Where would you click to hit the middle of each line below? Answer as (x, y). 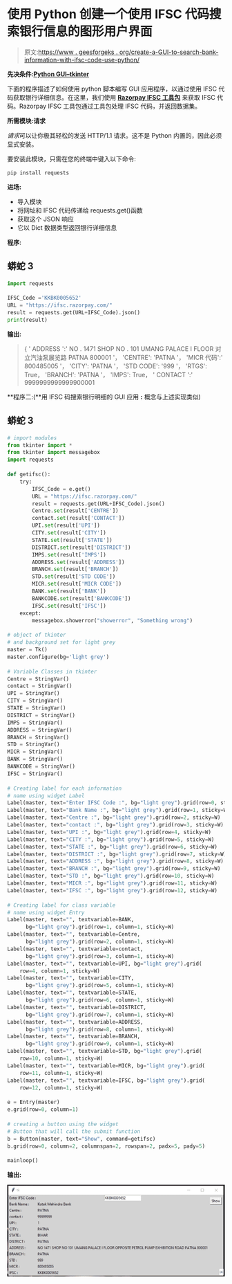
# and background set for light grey (61, 642)
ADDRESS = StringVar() (40, 730)
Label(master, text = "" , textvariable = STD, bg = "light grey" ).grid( (105, 1051)
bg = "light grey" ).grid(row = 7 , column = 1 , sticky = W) (100, 1015)
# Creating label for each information (65, 788)
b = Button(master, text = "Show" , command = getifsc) (81, 1139)
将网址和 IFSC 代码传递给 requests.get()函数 (80, 210)
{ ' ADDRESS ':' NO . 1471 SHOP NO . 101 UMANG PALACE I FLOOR (119, 349)
